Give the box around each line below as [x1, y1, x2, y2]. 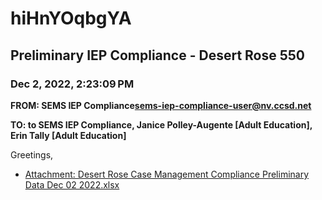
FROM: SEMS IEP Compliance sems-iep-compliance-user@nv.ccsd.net [10, 99, 312, 111]
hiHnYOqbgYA [10, 7, 132, 30]
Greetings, [10, 148, 54, 161]
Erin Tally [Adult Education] [10, 129, 127, 141]
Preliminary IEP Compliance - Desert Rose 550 [10, 47, 306, 64]
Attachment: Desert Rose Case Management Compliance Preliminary [24, 168, 310, 180]
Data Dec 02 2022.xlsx [24, 178, 120, 191]
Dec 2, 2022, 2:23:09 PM [10, 77, 135, 91]
